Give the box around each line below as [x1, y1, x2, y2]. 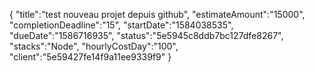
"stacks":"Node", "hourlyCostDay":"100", [9, 40, 179, 52]
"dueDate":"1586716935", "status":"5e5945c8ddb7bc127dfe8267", [9, 30, 284, 41]
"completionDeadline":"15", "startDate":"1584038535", [9, 19, 234, 31]
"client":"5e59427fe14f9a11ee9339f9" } [9, 51, 172, 63]
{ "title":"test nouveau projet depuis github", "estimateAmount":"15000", [9, 9, 306, 20]
